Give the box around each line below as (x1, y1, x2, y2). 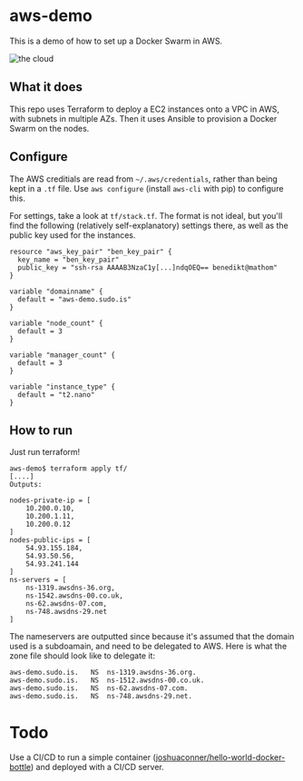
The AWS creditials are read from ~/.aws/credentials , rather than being (9, 173, 279, 184)
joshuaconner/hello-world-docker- (155, 752, 286, 763)
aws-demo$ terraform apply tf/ (9, 464, 128, 473)
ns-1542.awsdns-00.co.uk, (25, 591, 124, 600)
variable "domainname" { (9, 287, 103, 296)
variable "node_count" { (9, 319, 103, 328)
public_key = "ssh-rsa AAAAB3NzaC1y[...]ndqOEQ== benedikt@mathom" (17, 262, 279, 272)
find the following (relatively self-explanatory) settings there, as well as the (9, 220, 288, 231)
